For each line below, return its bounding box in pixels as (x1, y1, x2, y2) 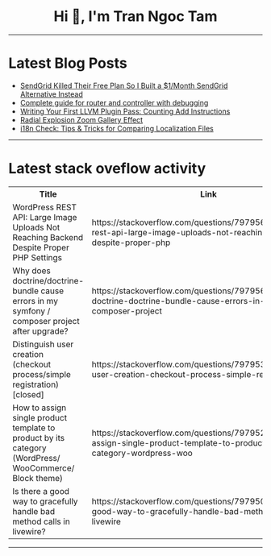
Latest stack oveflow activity (8, 160, 206, 178)
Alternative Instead (19, 89, 83, 99)
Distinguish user (12, 338, 74, 350)
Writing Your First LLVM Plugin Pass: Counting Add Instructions (19, 106, 231, 116)
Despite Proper (12, 242, 70, 253)
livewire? (12, 525, 46, 537)
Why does (12, 265, 51, 276)
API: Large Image (12, 211, 77, 222)
